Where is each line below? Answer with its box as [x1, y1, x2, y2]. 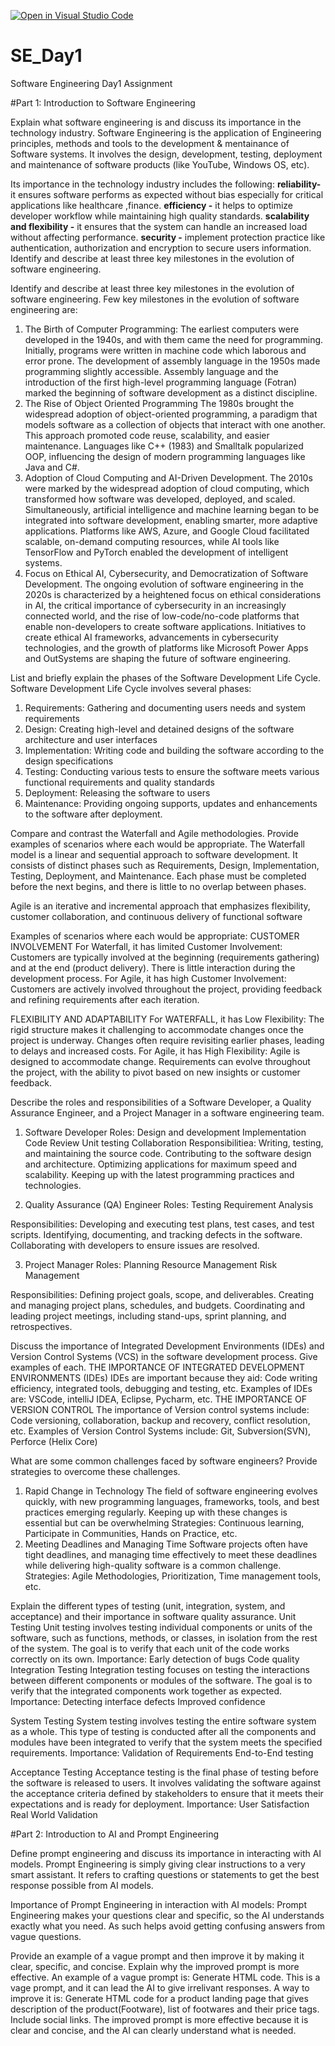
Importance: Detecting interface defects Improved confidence [10, 1695, 266, 1707]
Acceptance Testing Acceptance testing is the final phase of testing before [10, 1766, 319, 1778]
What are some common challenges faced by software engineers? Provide [10, 1455, 318, 1467]
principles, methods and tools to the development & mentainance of [10, 137, 290, 149]
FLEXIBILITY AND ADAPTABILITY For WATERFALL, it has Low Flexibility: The [10, 1013, 325, 1025]
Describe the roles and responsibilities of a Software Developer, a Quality [10, 1096, 312, 1108]
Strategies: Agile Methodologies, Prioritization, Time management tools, [24, 1570, 322, 1582]
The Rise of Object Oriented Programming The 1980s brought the [24, 397, 295, 409]
